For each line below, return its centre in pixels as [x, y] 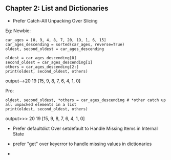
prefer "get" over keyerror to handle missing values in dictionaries [82, 144]
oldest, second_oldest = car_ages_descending [55, 49]
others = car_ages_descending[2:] [42, 67]
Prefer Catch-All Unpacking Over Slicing [55, 20]
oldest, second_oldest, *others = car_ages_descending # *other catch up [86, 100]
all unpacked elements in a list [41, 104]
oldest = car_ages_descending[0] [41, 58]
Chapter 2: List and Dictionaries [57, 8]
